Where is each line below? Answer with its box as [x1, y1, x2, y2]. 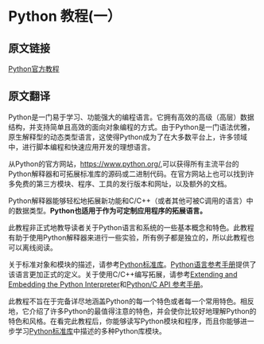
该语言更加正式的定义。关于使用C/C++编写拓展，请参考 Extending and [8, 269, 238, 279]
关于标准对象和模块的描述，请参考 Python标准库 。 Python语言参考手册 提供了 [8, 260, 257, 269]
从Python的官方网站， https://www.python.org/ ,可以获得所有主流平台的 [8, 158, 239, 168]
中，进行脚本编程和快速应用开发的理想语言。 [8, 142, 155, 151]
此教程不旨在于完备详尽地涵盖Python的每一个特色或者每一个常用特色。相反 [8, 296, 254, 306]
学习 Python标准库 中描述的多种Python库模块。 [14, 326, 167, 335]
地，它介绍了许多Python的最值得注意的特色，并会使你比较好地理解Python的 [8, 306, 257, 315]
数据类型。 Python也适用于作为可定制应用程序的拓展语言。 [14, 205, 207, 215]
